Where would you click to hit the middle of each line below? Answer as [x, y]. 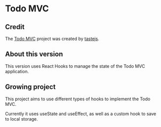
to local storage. [22, 119]
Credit [15, 27]
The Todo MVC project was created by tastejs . [52, 39]
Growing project [30, 87]
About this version [34, 54]
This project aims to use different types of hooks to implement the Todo [78, 99]
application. [17, 71]
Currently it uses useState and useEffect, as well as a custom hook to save [81, 114]
